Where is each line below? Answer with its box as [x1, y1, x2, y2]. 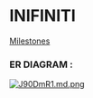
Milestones [9, 35, 51, 46]
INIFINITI [9, 5, 77, 26]
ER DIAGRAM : [9, 58, 74, 71]
